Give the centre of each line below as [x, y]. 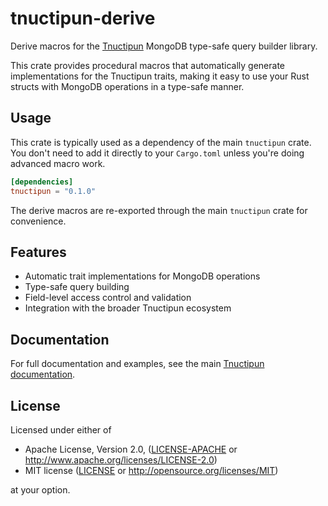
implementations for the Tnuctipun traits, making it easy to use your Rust [160, 76]
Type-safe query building [77, 287]
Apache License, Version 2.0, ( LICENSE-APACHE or [131, 449]
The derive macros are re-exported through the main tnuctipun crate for [159, 210]
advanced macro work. [58, 163]
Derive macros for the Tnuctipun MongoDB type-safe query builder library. [164, 46]
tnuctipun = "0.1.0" [53, 191]
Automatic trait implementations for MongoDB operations [142, 276]
